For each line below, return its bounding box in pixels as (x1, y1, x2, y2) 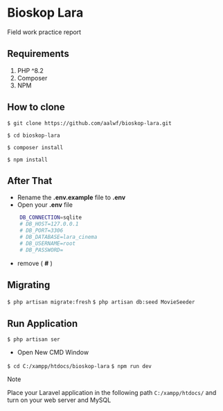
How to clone (7, 101, 65, 113)
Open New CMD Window (17, 349, 89, 357)
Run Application (7, 317, 78, 329)
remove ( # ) (17, 259, 53, 267)
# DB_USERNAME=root (19, 240, 76, 247)
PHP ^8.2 (17, 66, 44, 74)
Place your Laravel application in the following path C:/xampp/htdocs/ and (7, 389, 217, 397)
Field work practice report (7, 28, 82, 36)
